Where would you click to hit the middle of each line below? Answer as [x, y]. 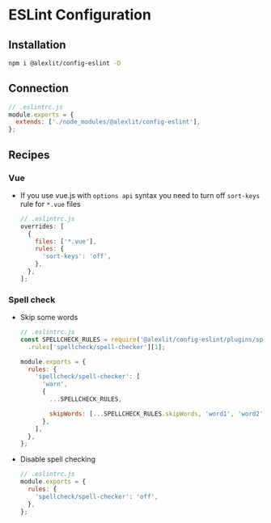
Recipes [29, 155]
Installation [37, 45]
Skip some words [49, 318]
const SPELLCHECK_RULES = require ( [80, 340]
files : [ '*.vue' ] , [66, 241]
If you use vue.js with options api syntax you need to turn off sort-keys [140, 195]
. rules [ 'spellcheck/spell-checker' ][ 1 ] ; [97, 347]
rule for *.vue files [50, 204]
